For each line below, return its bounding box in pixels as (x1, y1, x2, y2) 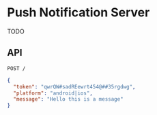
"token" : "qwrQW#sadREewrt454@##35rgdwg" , (13, 83, 136, 90)
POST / (7, 65, 26, 72)
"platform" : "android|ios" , (13, 90, 94, 97)
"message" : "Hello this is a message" (13, 96, 124, 103)
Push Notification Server (7, 5, 150, 20)
